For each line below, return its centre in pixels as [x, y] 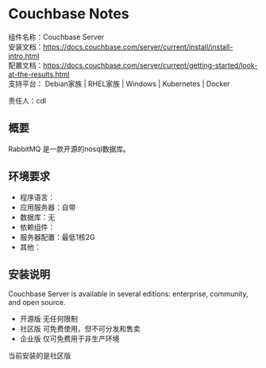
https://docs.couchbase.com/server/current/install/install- [138, 47]
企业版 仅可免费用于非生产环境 [69, 339]
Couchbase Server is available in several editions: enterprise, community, [128, 294]
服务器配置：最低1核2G [57, 237]
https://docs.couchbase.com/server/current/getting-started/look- [150, 65]
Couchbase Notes [69, 14]
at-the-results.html [39, 74]
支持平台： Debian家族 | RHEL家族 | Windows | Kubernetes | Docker [119, 84]
